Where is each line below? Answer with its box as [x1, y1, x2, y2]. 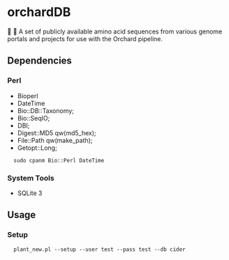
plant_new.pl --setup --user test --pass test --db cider [13, 245, 186, 253]
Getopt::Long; [17, 144, 57, 152]
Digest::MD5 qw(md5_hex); [17, 128, 96, 137]
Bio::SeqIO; [17, 114, 50, 122]
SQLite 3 [17, 189, 43, 197]
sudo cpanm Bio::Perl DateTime [13, 157, 105, 164]
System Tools [7, 173, 54, 183]
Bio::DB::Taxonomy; [17, 106, 75, 115]
